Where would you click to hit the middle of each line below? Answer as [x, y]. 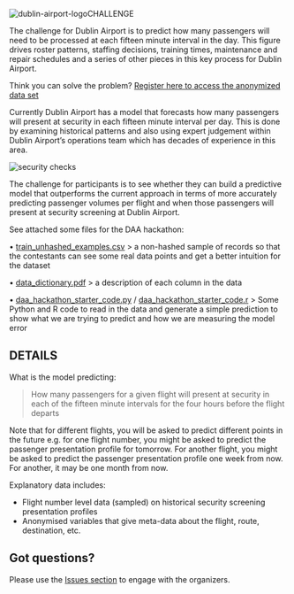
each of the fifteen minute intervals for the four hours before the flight [158, 404]
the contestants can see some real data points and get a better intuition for [145, 256]
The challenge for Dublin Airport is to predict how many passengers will [139, 31]
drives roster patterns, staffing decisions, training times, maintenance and [143, 50]
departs [45, 413]
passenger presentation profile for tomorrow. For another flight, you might [143, 449]
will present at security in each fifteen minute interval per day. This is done [145, 121]
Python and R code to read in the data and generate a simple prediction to [143, 309]
